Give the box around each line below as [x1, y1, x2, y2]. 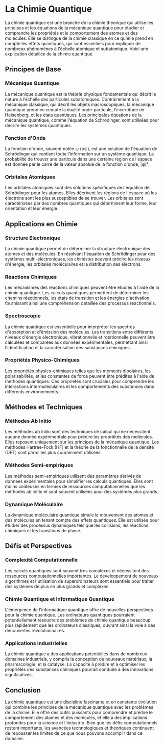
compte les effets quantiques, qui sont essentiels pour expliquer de [5, 40, 141, 46]
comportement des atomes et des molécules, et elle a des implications [5, 715, 148, 720]
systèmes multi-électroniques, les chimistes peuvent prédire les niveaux [5, 256, 151, 262]
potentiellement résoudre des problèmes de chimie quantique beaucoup [5, 617, 151, 623]
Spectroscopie [5, 312, 41, 319]
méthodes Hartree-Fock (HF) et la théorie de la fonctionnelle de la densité [5, 444, 154, 450]
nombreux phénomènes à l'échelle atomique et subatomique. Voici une [5, 46, 148, 51]
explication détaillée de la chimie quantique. [5, 51, 94, 57]
